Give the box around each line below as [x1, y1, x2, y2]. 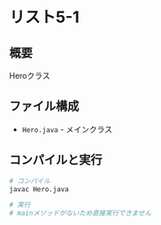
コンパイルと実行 [9, 152, 103, 167]
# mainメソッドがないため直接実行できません [9, 209, 152, 218]
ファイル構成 [9, 98, 80, 114]
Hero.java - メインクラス [21, 124, 113, 135]
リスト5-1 [9, 7, 80, 27]
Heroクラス [9, 71, 50, 81]
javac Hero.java [9, 184, 69, 194]
